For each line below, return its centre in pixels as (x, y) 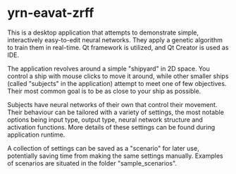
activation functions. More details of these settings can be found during (111, 127)
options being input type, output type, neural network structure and (105, 119)
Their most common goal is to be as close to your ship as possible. (104, 91)
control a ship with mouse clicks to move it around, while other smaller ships (118, 76)
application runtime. (36, 135)
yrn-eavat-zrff (51, 13)
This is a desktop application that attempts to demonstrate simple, (103, 32)
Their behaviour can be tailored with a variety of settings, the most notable (116, 112)
